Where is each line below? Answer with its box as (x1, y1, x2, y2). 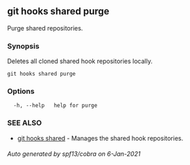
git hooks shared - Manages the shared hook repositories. (17, 134, 184, 142)
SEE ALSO (7, 118, 42, 128)
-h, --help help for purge (13, 102, 98, 110)
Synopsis (7, 41, 40, 51)
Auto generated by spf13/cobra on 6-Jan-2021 (7, 150, 141, 158)
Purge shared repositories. (7, 24, 83, 32)
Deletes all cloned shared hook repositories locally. (7, 57, 153, 65)
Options (7, 87, 35, 96)
